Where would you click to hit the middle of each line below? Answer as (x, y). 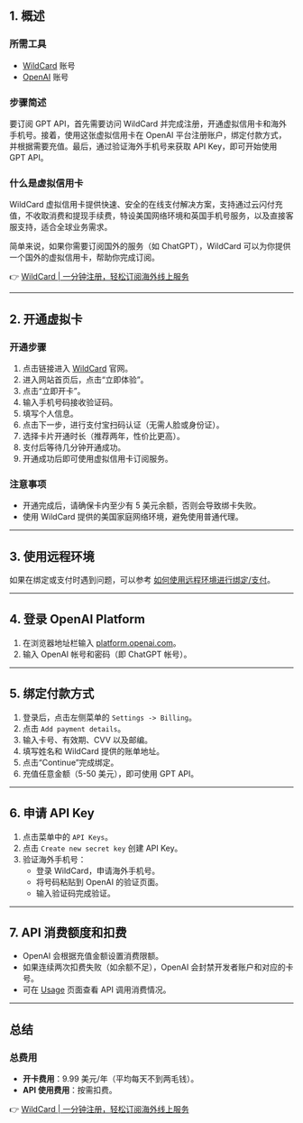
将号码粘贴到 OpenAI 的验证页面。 (100, 881)
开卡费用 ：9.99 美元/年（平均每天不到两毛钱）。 (110, 1079)
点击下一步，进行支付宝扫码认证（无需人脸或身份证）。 (123, 424)
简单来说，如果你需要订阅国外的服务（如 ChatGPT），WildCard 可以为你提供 (150, 246)
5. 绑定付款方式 (52, 694)
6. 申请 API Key (52, 813)
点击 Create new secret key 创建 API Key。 (102, 848)
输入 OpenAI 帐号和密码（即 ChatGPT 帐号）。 (107, 654)
